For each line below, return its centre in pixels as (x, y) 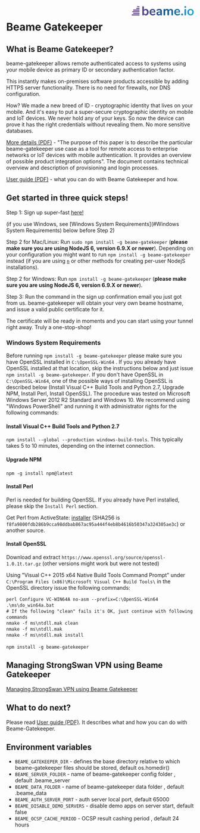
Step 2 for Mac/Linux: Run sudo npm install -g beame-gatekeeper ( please (97, 241)
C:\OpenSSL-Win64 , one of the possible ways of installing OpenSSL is (90, 381)
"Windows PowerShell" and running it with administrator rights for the (91, 406)
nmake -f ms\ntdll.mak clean (42, 623)
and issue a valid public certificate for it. (55, 309)
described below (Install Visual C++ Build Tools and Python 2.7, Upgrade (95, 388)
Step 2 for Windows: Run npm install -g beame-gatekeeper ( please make (96, 278)
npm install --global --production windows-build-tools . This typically (95, 439)
